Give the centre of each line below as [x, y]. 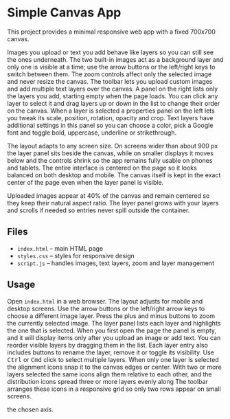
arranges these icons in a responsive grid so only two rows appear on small [114, 389]
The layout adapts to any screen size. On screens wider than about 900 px [113, 146]
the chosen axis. [30, 409]
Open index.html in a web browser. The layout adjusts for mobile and [105, 301]
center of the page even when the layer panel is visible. [85, 182]
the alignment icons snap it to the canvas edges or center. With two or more [114, 367]
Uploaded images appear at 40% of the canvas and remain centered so [108, 195]
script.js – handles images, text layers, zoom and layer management [116, 263]
